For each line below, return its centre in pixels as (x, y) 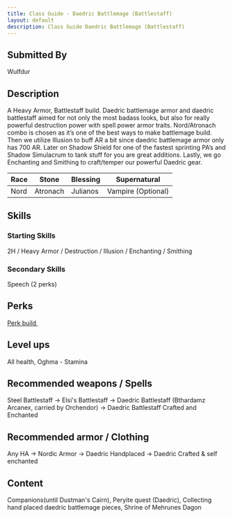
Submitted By (37, 55)
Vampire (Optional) (138, 191)
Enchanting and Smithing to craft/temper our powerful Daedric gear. (105, 162)
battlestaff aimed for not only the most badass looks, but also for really (109, 118)
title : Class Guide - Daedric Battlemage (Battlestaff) (90, 14)
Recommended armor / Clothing (78, 437)
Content (25, 483)
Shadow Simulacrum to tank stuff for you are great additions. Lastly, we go (114, 155)
